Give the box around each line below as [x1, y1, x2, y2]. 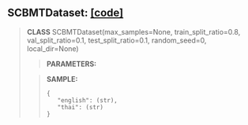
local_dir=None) [26, 43, 80, 53]
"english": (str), [57, 96, 118, 105]
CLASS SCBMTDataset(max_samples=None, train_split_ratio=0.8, [26, 27, 241, 36]
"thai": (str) [57, 103, 104, 111]
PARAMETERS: [46, 59, 97, 68]
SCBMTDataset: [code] [7, 6, 124, 20]
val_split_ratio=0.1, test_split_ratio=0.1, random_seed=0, [26, 35, 207, 45]
